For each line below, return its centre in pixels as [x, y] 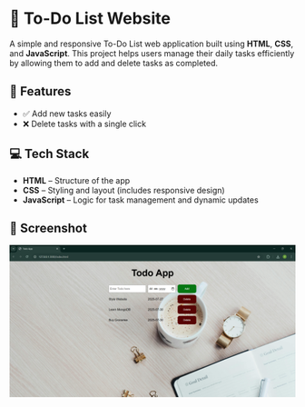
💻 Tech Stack [49, 154]
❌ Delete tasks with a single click [84, 124]
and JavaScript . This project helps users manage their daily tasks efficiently [152, 53]
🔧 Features [40, 91]
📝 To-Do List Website [90, 19]
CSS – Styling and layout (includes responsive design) [123, 190]
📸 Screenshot [49, 228]
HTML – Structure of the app [76, 180]
